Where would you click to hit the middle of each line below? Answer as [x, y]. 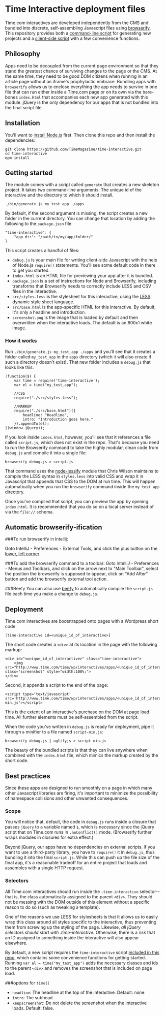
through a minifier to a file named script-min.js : [54, 732]
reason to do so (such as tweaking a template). [53, 907]
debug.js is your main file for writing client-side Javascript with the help [85, 260]
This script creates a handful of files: [42, 251]
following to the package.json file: [39, 224]
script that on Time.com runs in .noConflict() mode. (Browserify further [79, 832]
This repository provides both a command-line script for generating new [78, 33]
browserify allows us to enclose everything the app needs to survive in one [81, 87]
